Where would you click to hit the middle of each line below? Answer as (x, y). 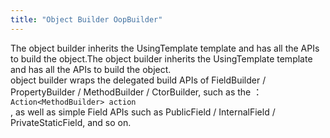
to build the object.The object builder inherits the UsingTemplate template (161, 58)
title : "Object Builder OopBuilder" (86, 19)
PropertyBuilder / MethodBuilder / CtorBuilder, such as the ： (136, 92)
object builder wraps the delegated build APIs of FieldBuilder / (138, 80)
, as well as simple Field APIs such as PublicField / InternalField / (143, 112)
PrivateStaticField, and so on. (71, 122)
